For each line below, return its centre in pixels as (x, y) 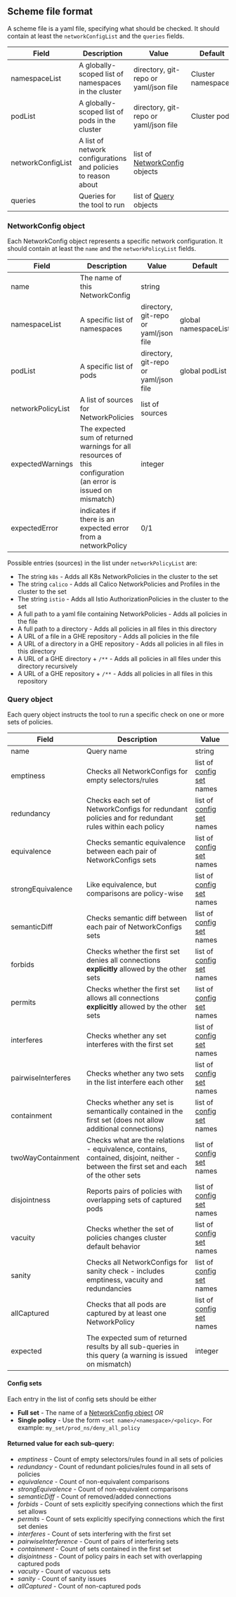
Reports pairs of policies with (135, 1192)
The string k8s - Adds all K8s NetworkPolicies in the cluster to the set (118, 577)
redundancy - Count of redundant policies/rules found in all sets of (114, 1466)
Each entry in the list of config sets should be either (82, 1399)
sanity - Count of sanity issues (62, 1578)
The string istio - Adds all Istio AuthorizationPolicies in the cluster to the (123, 599)
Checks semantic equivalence (136, 842)
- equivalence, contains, (127, 1149)
